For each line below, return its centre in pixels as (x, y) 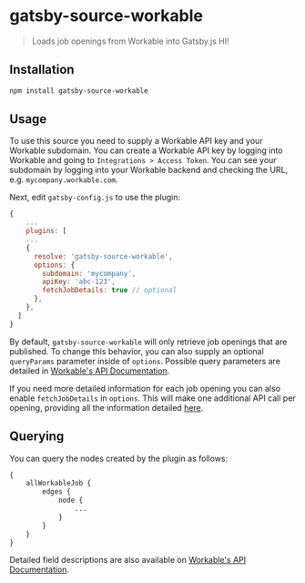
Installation (42, 70)
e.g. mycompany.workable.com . (64, 179)
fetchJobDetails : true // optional (110, 291)
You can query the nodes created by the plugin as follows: (119, 458)
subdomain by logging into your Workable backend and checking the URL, (149, 170)
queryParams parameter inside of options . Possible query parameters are (145, 361)
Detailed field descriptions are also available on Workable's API (128, 560)
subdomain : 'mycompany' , (89, 273)
